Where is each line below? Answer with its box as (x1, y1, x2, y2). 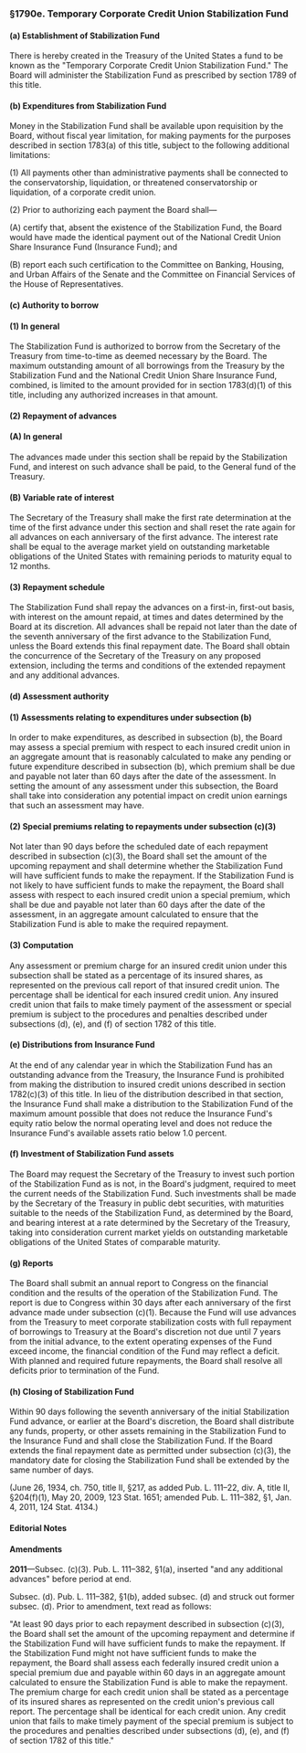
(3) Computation (9, 939, 74, 950)
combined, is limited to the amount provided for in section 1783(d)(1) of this (9, 380, 292, 391)
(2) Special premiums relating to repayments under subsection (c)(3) (9, 820, 277, 831)
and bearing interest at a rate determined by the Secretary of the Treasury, (9, 1217, 290, 1228)
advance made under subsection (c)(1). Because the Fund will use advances (9, 1307, 297, 1318)
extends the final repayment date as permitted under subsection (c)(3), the (9, 1445, 291, 1456)
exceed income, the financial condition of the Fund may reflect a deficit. (9, 1346, 280, 1357)
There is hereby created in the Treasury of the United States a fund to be (9, 50, 283, 61)
